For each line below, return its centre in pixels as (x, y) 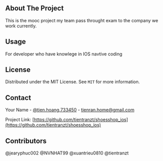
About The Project (35, 8)
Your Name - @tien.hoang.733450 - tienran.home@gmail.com (70, 110)
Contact (18, 98)
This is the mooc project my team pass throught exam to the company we (82, 20)
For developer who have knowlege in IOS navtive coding (64, 54)
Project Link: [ (20, 120)
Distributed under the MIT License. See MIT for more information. (73, 82)
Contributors (26, 141)
